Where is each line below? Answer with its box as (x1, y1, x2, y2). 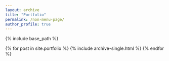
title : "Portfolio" (5, 12, 47, 17)
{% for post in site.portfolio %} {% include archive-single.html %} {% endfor (5, 45, 164, 51)
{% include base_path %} (5, 36, 59, 42)
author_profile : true (5, 21, 51, 27)
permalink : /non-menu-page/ (5, 17, 65, 22)
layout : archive (5, 7, 39, 13)
